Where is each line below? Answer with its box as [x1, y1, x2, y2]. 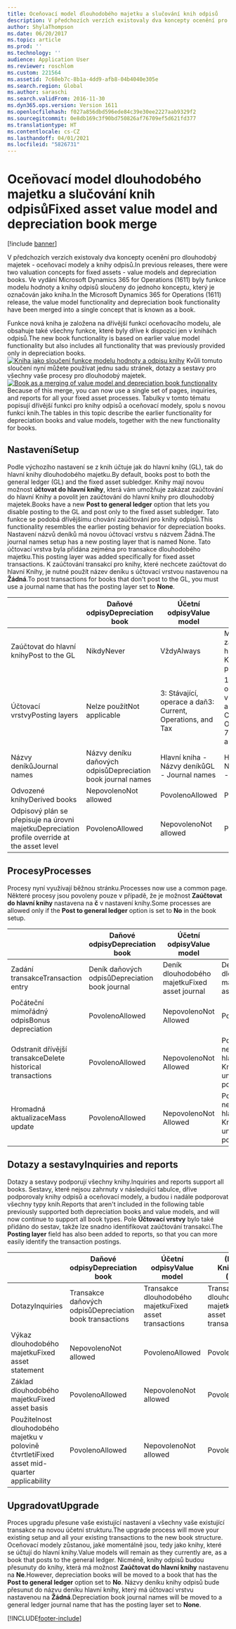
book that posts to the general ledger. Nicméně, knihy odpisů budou [7, 1556, 204, 1564]
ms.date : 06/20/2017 [7, 30, 68, 37]
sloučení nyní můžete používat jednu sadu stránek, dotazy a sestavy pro [7, 364, 216, 373]
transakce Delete [11, 1053, 65, 1063]
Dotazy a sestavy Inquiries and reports [7, 1158, 178, 1171]
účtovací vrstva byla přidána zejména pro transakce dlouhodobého [7, 544, 202, 553]
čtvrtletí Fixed [11, 1450, 55, 1459]
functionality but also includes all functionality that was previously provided [7, 342, 225, 350]
